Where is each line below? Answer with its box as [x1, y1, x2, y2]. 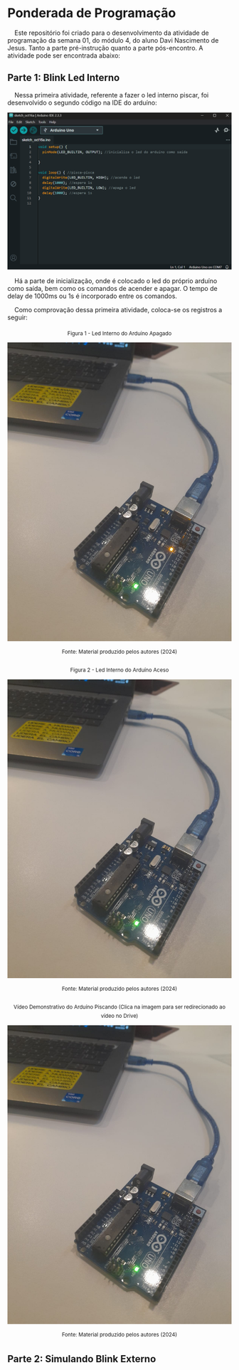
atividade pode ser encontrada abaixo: [7, 51, 121, 60]
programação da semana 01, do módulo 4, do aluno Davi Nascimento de [7, 36, 219, 44]
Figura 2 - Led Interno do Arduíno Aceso [70, 667, 169, 674]
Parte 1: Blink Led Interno [7, 72, 120, 84]
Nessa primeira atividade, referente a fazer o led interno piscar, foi [14, 90, 209, 99]
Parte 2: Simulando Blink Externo [7, 1353, 156, 1365]
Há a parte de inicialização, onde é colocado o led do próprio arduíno [14, 276, 218, 285]
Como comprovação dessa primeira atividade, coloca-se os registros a [14, 305, 223, 314]
